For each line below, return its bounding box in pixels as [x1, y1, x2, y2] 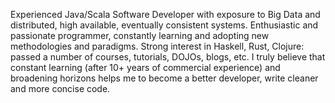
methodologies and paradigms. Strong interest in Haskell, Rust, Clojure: [10, 40, 305, 52]
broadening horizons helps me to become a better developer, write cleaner [10, 72, 319, 84]
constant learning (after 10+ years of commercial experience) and [10, 62, 281, 73]
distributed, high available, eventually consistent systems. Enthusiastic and [10, 19, 319, 31]
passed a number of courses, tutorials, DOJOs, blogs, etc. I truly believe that [10, 51, 326, 63]
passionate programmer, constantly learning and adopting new [10, 30, 270, 41]
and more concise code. [10, 83, 111, 94]
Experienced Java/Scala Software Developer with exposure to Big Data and [10, 9, 321, 20]
